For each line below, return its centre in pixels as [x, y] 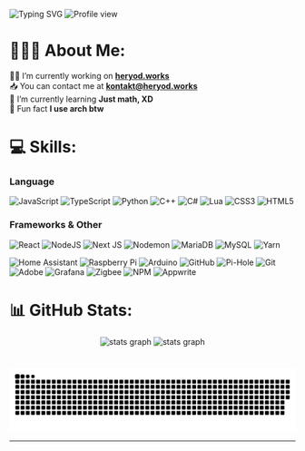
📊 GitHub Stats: [71, 310]
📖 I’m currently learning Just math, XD [82, 99]
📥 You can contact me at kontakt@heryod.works [103, 85]
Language [32, 181]
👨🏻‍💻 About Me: [67, 51]
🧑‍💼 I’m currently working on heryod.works [89, 75]
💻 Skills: [43, 147]
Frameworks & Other [56, 225]
